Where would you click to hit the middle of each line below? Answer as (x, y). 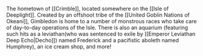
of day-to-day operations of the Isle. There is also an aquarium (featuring (97, 27)
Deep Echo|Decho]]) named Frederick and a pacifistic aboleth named (93, 40)
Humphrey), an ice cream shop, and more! (59, 46)
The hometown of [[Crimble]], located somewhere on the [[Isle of (88, 9)
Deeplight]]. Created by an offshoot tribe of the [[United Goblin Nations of (98, 15)
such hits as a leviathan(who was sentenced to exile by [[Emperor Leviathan (101, 34)
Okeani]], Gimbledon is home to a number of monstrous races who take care (101, 21)
